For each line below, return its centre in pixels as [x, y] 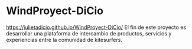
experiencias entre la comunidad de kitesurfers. [64, 40]
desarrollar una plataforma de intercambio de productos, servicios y [89, 33]
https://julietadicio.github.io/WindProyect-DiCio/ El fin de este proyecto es [96, 27]
